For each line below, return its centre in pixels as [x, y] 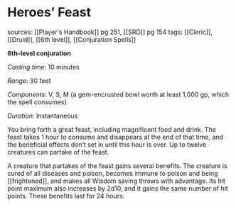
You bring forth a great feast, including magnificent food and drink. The [112, 129]
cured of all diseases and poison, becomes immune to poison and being [113, 173]
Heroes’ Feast [49, 12]
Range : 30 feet [29, 80]
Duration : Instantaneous [43, 116]
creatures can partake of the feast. [58, 152]
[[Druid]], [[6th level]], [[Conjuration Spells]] [72, 39]
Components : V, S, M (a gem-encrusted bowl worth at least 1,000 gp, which [118, 94]
